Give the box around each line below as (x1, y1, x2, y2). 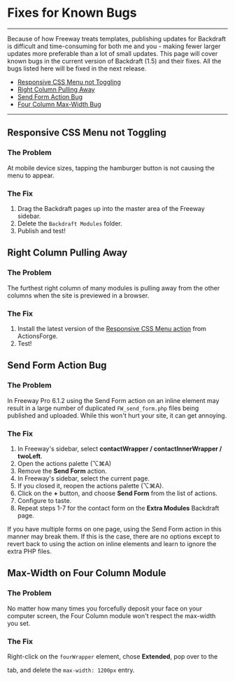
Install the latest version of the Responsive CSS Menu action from (17, 324, 206, 332)
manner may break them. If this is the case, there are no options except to (7, 532, 220, 541)
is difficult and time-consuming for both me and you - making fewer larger (7, 42, 221, 50)
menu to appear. (7, 171, 55, 180)
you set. (7, 619, 31, 627)
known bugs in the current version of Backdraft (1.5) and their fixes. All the (7, 57, 222, 65)
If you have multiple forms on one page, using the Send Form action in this (7, 525, 222, 533)
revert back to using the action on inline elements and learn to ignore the (7, 539, 217, 548)
